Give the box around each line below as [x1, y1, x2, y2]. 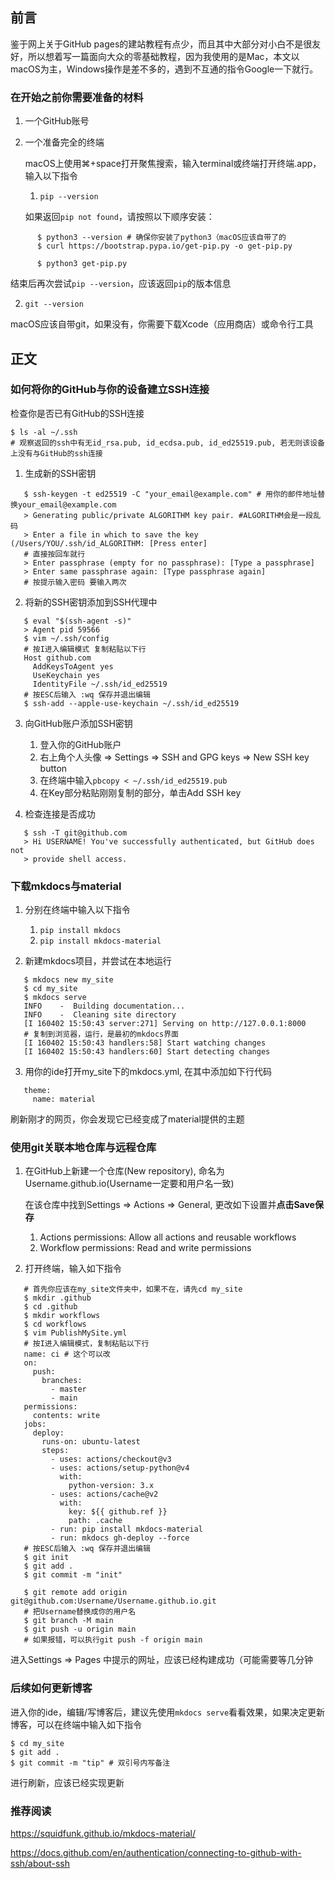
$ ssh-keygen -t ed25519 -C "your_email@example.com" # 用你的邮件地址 [23, 489, 318, 499]
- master [50, 1384, 87, 1395]
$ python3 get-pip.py [36, 259, 128, 269]
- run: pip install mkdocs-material [50, 1524, 203, 1535]
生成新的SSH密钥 [24, 467, 97, 479]
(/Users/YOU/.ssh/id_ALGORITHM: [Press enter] [10, 538, 208, 548]
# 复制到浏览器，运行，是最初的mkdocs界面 [23, 1029, 180, 1040]
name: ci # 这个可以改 [23, 1349, 111, 1360]
